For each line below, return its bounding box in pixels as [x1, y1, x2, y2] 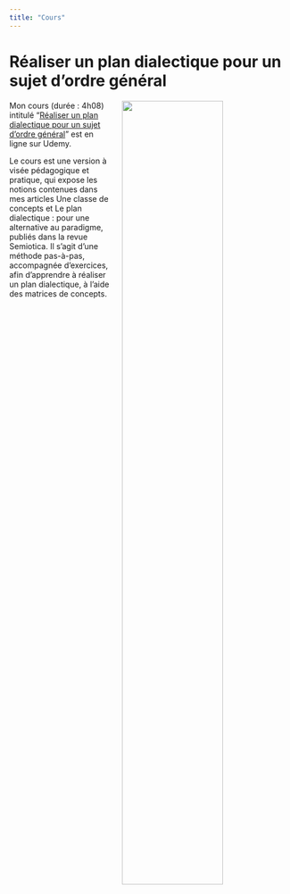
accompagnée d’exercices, [9, 260, 109, 271]
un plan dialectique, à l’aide [9, 279, 110, 289]
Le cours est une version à [9, 155, 107, 166]
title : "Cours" [9, 13, 66, 22]
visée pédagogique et [9, 164, 89, 175]
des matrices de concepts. [9, 288, 107, 299]
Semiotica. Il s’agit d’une [9, 240, 99, 251]
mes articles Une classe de [9, 193, 109, 204]
